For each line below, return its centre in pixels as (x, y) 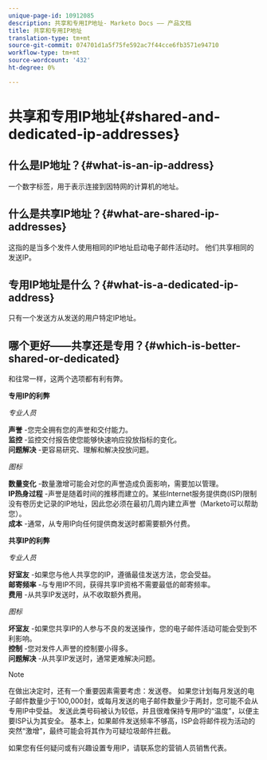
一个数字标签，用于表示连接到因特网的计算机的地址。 (96, 186)
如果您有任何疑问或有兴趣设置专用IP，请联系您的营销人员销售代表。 (120, 748)
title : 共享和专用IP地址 (45, 30)
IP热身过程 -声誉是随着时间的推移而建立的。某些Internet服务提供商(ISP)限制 (133, 494)
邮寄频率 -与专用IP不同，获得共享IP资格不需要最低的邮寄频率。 (112, 585)
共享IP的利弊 (29, 541)
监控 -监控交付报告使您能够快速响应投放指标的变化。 (95, 440)
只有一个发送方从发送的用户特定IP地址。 (75, 318)
